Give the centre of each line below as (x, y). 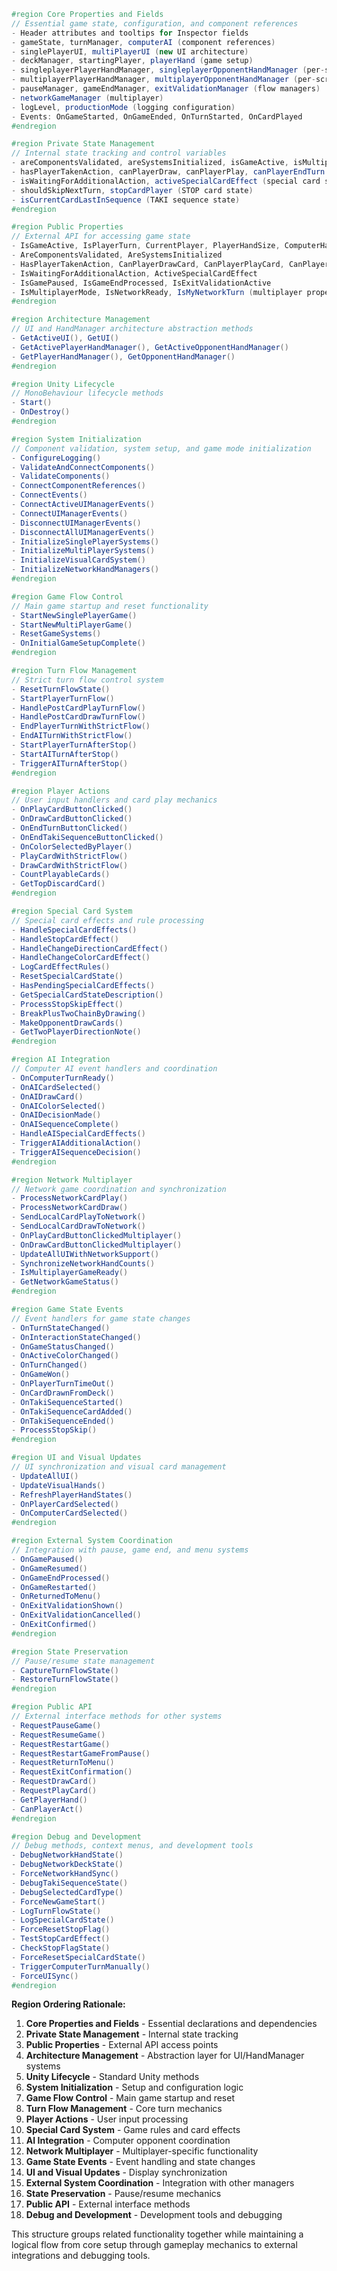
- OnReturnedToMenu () (56, 1596)
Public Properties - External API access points (122, 2045)
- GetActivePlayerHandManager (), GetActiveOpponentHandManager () (150, 347)
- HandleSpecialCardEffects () (74, 930)
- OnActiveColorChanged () (65, 1356)
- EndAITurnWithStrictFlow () (72, 736)
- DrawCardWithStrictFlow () (70, 865)
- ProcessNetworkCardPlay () (70, 1198)
